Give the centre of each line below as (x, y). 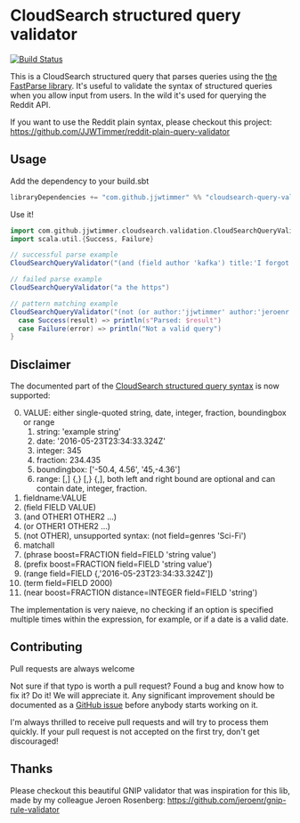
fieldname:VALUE (55, 498)
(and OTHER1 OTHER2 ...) (70, 517)
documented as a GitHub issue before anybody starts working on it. (134, 705)
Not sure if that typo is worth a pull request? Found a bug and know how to (147, 686)
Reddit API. (31, 104)
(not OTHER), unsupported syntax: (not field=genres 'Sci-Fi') (135, 536)
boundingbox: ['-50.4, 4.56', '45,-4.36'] (108, 469)
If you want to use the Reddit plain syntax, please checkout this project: (141, 122)
